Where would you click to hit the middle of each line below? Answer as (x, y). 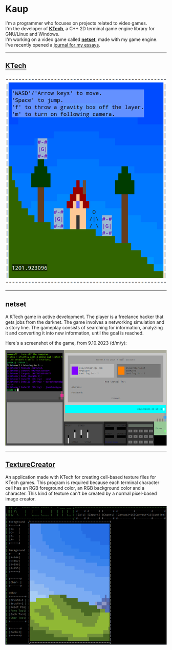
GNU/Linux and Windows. (33, 34)
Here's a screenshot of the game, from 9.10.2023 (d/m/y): (66, 343)
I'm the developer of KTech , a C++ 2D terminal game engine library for (80, 28)
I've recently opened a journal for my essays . (53, 45)
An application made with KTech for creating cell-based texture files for (81, 477)
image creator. (20, 499)
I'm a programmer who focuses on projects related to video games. (76, 23)
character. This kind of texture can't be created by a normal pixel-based (81, 493)
